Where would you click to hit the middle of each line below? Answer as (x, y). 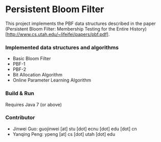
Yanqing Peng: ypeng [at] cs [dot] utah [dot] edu (64, 134)
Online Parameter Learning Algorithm (52, 80)
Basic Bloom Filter (32, 59)
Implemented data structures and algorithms (62, 47)
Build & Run (20, 94)
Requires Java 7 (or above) (34, 104)
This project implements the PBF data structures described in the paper (80, 23)
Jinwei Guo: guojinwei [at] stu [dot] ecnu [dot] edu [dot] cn (75, 129)
